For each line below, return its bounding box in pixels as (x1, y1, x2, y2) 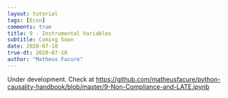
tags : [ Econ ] (7, 17, 46, 24)
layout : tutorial (7, 10, 58, 17)
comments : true (7, 23, 52, 30)
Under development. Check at (7, 75, 95, 83)
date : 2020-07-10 (7, 43, 58, 50)
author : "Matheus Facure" (7, 56, 83, 63)
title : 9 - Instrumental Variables (7, 29, 112, 37)
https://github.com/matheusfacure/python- (96, 75, 221, 83)
